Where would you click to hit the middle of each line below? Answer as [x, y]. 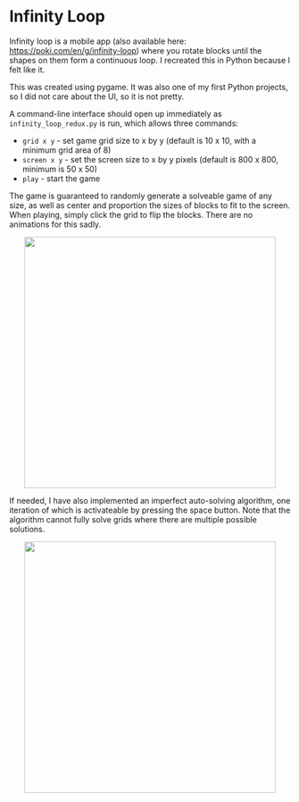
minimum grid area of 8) [66, 150]
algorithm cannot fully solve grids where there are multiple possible [133, 519]
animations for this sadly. [55, 224]
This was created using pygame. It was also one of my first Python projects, [149, 87]
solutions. [27, 529]
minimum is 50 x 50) [60, 169]
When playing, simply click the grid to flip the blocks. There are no [131, 214]
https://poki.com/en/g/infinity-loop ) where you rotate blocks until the [136, 50]
